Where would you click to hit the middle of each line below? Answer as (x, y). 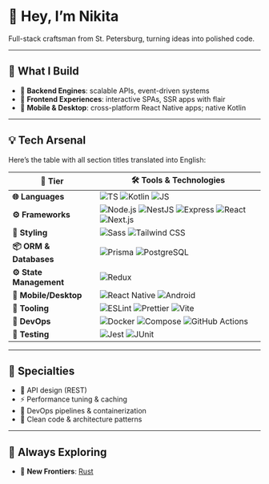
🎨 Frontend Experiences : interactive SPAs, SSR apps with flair (122, 99)
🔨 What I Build (44, 71)
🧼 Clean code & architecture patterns (81, 419)
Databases (33, 259)
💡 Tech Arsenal (47, 141)
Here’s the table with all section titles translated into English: (107, 159)
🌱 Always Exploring (58, 452)
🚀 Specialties (42, 371)
